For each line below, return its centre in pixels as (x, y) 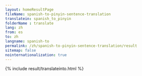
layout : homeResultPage (29, 9)
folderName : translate (29, 23)
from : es (14, 32)
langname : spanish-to (27, 41)
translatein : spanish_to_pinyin (38, 19)
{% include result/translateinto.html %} (44, 69)
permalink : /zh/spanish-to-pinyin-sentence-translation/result (71, 46)
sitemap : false (21, 50)
